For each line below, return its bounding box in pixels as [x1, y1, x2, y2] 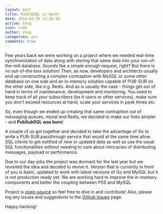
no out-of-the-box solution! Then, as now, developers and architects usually [5, 68, 158, 74]
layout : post [5, 7, 32, 12]
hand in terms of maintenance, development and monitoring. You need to [5, 88, 152, 94]
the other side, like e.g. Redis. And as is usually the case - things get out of [5, 84, 156, 89]
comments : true [5, 39, 36, 44]
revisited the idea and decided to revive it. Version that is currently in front [5, 164, 154, 170]
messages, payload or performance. [5, 149, 78, 155]
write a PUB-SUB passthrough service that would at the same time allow [5, 133, 150, 139]
